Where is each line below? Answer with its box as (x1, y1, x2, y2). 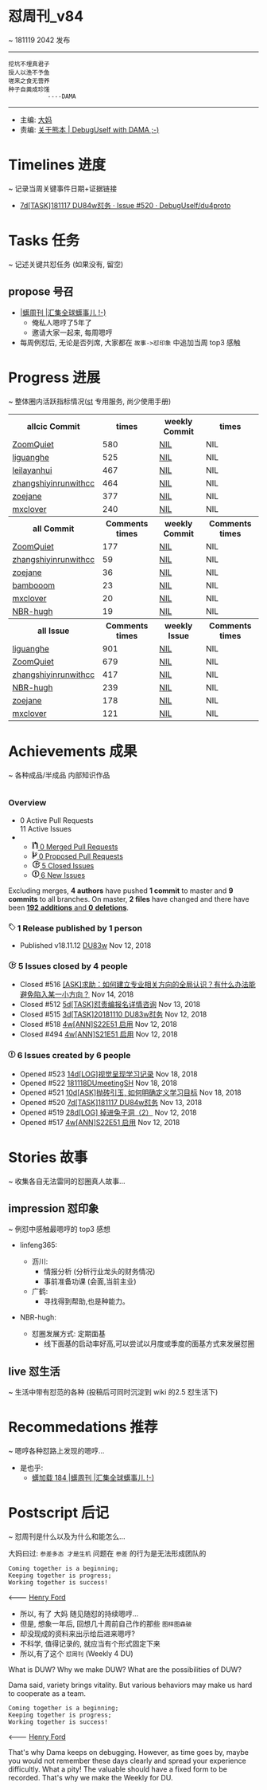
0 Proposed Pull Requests (38, 851, 123, 861)
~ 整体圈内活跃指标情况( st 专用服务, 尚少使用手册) (8, 396, 172, 406)
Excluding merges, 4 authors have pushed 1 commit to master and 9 (8, 886, 234, 895)
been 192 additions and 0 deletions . (8, 903, 130, 912)
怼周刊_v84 (8, 7, 84, 26)
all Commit (33, 523, 75, 534)
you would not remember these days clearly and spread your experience (8, 1756, 246, 1766)
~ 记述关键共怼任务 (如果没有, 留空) (8, 259, 124, 269)
